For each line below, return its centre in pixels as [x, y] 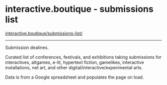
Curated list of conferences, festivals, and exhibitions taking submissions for [83, 57]
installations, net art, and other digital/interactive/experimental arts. [74, 67]
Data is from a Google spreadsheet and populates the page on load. [75, 77]
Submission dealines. [27, 47]
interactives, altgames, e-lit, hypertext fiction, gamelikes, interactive [75, 62]
